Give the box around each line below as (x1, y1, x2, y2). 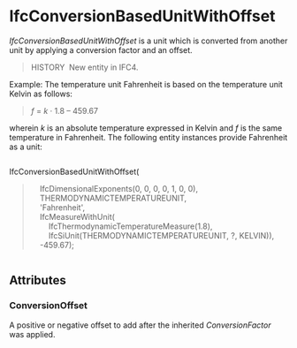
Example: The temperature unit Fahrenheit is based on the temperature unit (9, 79, 283, 89)
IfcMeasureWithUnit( (39, 211, 115, 222)
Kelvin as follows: (9, 88, 73, 99)
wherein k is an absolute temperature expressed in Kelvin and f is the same (9, 122, 283, 133)
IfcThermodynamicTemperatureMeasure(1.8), (48, 221, 213, 231)
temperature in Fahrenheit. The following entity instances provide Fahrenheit (9, 132, 288, 142)
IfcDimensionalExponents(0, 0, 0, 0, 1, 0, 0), (39, 183, 199, 193)
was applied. (9, 329, 56, 339)
